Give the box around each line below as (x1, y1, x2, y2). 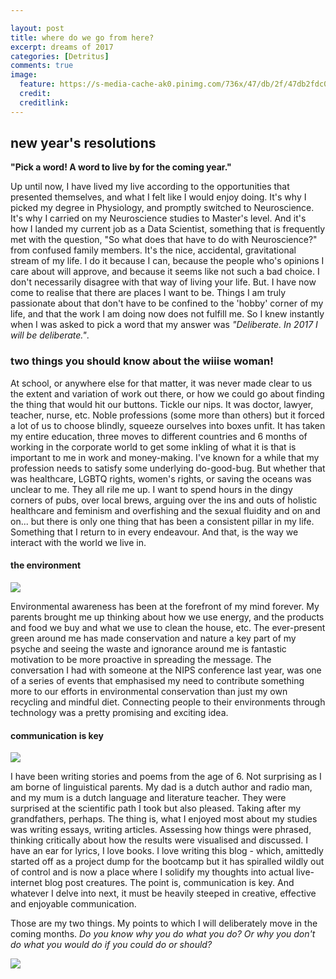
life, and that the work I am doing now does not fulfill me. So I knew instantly (10, 308, 325, 320)
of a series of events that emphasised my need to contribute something (10, 674, 305, 686)
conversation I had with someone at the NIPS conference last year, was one (10, 664, 322, 676)
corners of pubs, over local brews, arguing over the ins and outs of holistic (10, 494, 318, 506)
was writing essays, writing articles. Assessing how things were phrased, (10, 824, 312, 836)
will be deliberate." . (10, 329, 90, 341)
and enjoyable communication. (10, 898, 137, 910)
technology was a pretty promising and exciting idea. (10, 706, 229, 718)
